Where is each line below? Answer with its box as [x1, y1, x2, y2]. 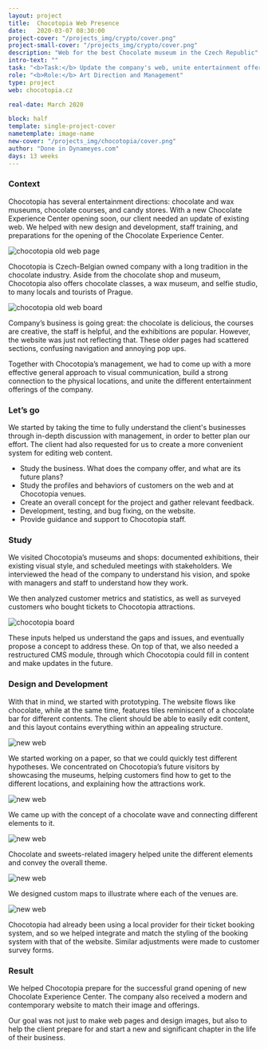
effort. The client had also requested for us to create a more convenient [8, 440, 243, 449]
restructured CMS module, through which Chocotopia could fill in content [8, 650, 250, 660]
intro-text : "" [8, 57, 59, 65]
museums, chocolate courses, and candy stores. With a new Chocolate [8, 205, 242, 214]
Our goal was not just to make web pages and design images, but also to [8, 1015, 247, 1025]
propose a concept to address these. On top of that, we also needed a [8, 641, 239, 652]
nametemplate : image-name [8, 130, 94, 138]
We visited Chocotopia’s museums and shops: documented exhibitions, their [8, 552, 259, 562]
